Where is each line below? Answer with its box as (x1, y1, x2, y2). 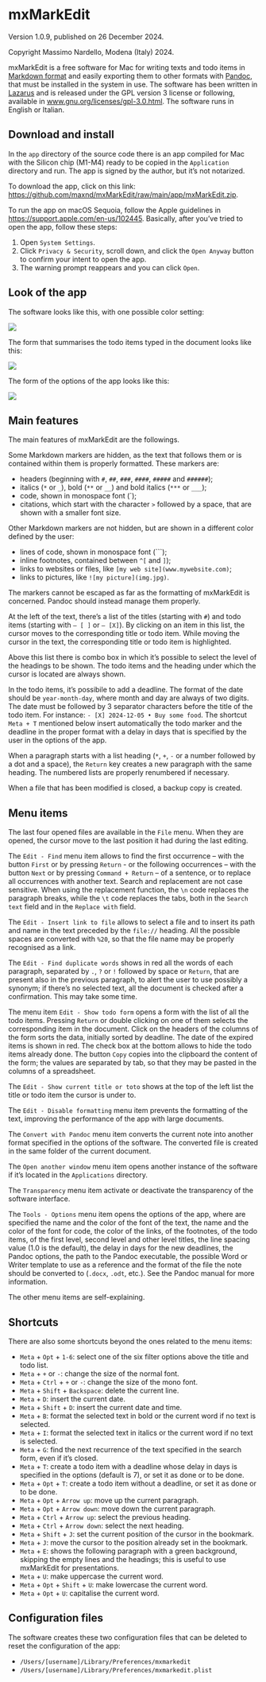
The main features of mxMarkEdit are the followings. (8, 435, 180, 444)
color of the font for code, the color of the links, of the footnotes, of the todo (8, 1227, 258, 1236)
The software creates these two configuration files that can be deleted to (8, 1632, 248, 1642)
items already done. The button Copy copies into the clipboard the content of (8, 1049, 258, 1059)
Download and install (8, 128, 115, 141)
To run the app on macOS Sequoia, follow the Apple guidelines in (8, 205, 221, 215)
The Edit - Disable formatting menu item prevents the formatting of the (8, 1106, 249, 1115)
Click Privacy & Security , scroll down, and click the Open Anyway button (19, 246, 254, 255)
